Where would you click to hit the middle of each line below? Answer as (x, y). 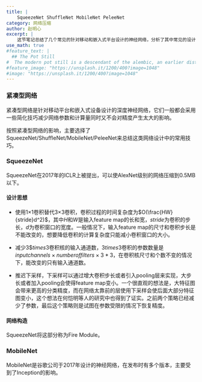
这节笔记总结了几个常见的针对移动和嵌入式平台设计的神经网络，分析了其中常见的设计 (107, 40)
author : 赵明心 (24, 29)
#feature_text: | (28, 51)
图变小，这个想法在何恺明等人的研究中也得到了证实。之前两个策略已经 (102, 298)
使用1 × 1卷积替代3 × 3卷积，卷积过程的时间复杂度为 (77, 212)
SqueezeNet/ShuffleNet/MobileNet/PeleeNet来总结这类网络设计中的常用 (96, 138)
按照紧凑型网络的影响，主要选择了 (48, 130)
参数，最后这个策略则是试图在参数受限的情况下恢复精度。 (97, 305)
